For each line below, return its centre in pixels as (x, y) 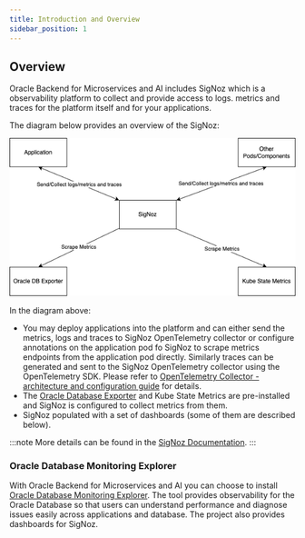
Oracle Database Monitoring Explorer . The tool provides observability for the (152, 495)
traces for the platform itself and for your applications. (110, 108)
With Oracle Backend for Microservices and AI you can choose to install (144, 485)
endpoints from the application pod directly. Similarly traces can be (148, 357)
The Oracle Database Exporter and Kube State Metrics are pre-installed (156, 395)
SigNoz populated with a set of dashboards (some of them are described (159, 414)
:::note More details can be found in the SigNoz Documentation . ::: (133, 442)
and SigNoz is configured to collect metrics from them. (125, 405)
